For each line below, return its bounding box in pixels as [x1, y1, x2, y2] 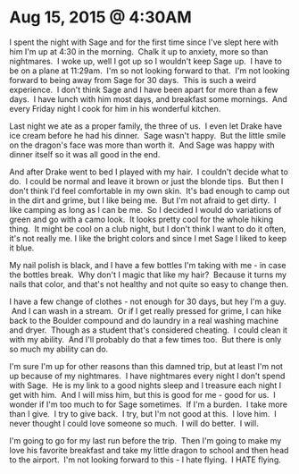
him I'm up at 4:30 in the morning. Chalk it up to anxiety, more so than [9, 46, 269, 56]
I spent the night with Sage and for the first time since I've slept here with [9, 37, 278, 47]
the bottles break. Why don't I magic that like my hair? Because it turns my [9, 269, 287, 280]
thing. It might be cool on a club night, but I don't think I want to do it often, [9, 223, 287, 234]
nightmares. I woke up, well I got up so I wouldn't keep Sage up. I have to [9, 55, 283, 66]
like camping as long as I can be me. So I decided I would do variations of [9, 204, 282, 215]
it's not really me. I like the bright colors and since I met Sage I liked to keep [9, 233, 287, 243]
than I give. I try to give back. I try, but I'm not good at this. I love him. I [9, 408, 277, 419]
